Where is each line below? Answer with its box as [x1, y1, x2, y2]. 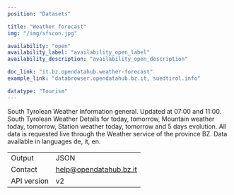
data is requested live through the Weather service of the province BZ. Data [7, 129, 228, 138]
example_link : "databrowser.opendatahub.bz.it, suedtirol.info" [7, 75, 201, 82]
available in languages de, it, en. [7, 137, 101, 146]
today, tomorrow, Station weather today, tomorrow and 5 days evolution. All [7, 122, 227, 131]
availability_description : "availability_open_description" [7, 56, 189, 63]
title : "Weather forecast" [7, 23, 87, 30]
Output [11, 153, 34, 162]
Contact [11, 164, 37, 174]
